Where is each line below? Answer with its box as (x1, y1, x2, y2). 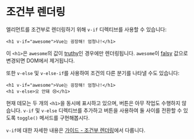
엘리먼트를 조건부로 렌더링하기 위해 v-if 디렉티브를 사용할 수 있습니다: (6, 26, 167, 33)
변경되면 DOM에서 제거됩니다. (6, 57, 75, 64)
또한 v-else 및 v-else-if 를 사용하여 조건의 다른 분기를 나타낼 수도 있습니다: (6, 69, 180, 76)
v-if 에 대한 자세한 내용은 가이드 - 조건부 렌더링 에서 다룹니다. (6, 127, 145, 134)
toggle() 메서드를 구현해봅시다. (16, 114, 90, 121)
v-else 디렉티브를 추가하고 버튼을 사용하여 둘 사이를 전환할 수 (41, 107, 182, 114)
